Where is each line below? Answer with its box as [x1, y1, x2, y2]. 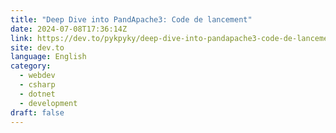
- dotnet [19, 89, 56, 99]
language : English [10, 52, 87, 62]
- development [19, 98, 78, 108]
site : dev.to [10, 42, 65, 53]
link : [10, 33, 33, 43]
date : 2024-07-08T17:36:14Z [10, 24, 128, 34]
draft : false [10, 107, 65, 118]
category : [10, 61, 52, 71]
